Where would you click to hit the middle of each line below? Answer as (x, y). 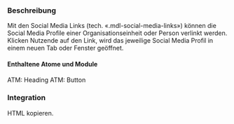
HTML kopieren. (30, 113)
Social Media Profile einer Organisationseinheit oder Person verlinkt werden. (117, 33)
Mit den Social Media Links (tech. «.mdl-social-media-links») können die (112, 26)
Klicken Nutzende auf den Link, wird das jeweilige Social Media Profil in (110, 41)
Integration (27, 98)
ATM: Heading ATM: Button (47, 80)
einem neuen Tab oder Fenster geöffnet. (66, 48)
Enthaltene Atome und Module (53, 64)
